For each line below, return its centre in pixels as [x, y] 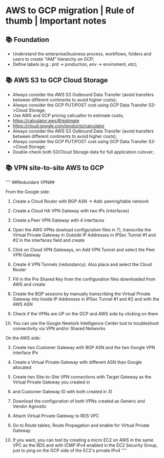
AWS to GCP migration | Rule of [70, 11]
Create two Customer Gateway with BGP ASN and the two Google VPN [84, 347]
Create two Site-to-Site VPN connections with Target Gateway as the [82, 377]
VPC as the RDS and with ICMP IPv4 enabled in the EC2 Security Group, [85, 445]
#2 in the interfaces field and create [49, 240]
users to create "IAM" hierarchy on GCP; [53, 59]
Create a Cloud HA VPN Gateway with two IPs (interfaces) [71, 210]
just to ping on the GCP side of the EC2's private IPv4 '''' [70, 450]
